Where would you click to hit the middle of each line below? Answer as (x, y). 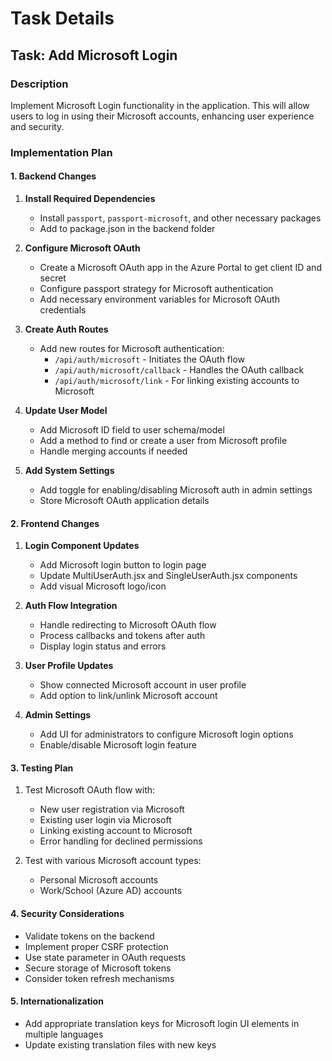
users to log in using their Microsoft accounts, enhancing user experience (162, 116)
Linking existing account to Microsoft (116, 831)
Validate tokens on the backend (89, 936)
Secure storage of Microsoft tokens (98, 968)
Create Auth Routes (66, 329)
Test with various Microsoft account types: (113, 861)
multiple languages (64, 1034)
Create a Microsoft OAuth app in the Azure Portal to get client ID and (180, 267)
